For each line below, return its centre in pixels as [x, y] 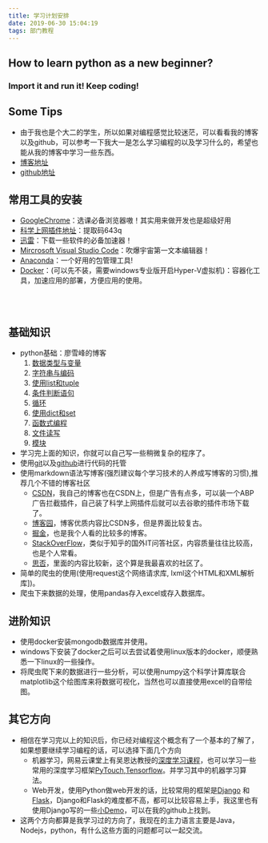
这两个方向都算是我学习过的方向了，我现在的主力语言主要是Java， [130, 820]
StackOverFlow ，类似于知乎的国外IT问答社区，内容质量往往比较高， [144, 543]
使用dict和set [54, 413]
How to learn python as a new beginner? [111, 63]
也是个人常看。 [56, 553]
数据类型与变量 [56, 363]
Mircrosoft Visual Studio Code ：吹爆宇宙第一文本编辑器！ [115, 251]
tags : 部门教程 [31, 30]
